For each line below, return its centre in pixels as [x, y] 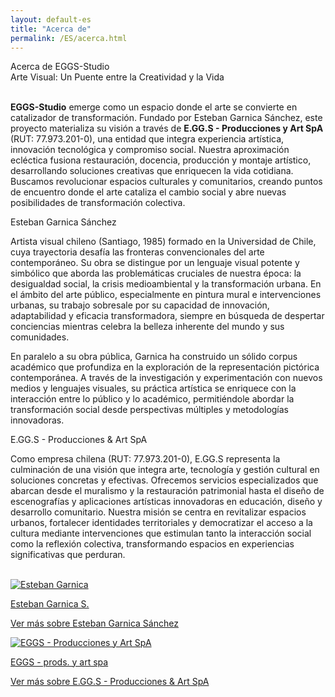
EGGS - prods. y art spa [59, 662]
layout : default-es [51, 19]
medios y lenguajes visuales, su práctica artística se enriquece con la [153, 388]
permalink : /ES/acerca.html [69, 38]
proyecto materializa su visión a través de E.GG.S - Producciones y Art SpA [167, 128]
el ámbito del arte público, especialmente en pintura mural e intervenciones [166, 294]
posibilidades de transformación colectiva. [98, 202]
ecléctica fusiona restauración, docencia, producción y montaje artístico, [161, 160]
